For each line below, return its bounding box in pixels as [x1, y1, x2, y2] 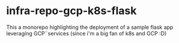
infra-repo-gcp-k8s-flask [6, 4, 137, 18]
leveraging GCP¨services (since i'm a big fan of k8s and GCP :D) [6, 29, 167, 37]
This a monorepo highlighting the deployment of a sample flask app [6, 24, 174, 31]
